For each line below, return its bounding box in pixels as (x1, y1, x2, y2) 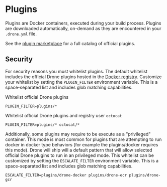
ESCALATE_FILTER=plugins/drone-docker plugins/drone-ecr (5, 172, 127, 177)
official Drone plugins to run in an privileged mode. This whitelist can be (5, 152, 154, 158)
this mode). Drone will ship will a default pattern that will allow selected (5, 147, 152, 153)
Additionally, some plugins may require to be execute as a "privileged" (5, 131, 151, 137)
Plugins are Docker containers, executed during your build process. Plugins (5, 20, 162, 26)
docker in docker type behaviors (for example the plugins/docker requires (5, 141, 158, 147)
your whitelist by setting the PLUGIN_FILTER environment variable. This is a (5, 79, 158, 85)
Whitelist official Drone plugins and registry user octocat (5, 112, 122, 118)
